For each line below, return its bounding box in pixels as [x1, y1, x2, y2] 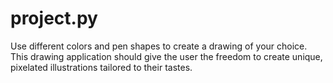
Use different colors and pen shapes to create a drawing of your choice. [10, 40, 308, 52]
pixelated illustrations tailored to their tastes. [10, 61, 193, 73]
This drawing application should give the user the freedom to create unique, [10, 50, 323, 62]
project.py [10, 7, 98, 30]
